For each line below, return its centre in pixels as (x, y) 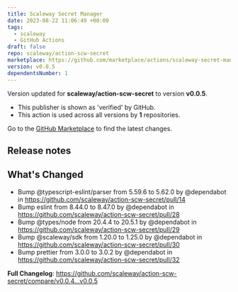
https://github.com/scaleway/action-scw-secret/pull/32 (98, 259)
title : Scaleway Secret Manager (55, 14)
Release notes (39, 151)
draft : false (27, 47)
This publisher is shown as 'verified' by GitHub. (86, 107)
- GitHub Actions (39, 40)
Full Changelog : (31, 273)
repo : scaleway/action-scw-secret (58, 54)
